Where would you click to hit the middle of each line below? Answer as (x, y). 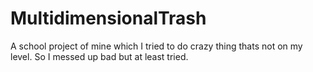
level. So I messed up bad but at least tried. (99, 56)
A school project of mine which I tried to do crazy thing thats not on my (156, 46)
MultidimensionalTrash (108, 18)
